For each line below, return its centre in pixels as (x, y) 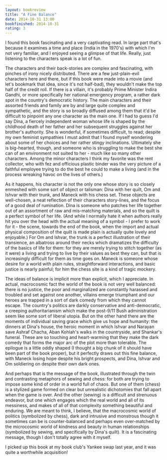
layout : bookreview (25, 10)
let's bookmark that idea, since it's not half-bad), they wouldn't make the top (84, 84)
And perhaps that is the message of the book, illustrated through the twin (80, 373)
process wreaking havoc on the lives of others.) (54, 174)
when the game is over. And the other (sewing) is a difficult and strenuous (81, 395)
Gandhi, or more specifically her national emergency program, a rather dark (83, 95)
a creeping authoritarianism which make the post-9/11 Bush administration (81, 311)
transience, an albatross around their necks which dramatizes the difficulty (82, 242)
